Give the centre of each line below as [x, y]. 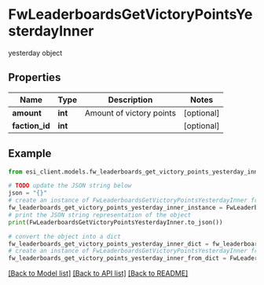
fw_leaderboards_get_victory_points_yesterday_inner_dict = [109, 244]
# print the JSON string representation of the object [100, 215]
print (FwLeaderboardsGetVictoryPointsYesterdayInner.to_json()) [115, 222]
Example [30, 153]
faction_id [31, 126]
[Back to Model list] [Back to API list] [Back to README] [98, 273]
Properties [35, 77]
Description [130, 100]
